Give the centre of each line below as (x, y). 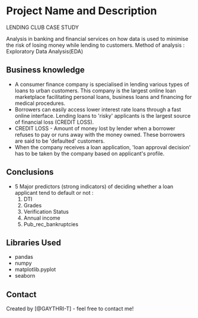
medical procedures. (40, 103)
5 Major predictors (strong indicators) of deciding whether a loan (94, 186)
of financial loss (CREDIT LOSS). (54, 122)
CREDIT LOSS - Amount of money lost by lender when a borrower (95, 128)
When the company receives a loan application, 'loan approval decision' (103, 147)
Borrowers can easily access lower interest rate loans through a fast (98, 109)
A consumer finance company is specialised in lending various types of (102, 84)
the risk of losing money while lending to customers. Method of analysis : (95, 45)
